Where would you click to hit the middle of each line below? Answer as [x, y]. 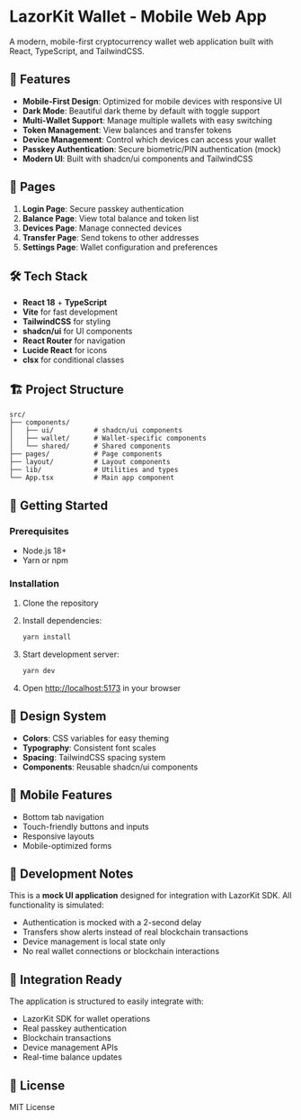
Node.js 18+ [44, 551]
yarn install [47, 637]
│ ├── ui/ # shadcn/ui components [96, 431]
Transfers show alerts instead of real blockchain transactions [135, 932]
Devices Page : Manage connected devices [102, 228]
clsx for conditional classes [73, 360]
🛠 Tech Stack [49, 276]
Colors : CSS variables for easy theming [95, 738]
